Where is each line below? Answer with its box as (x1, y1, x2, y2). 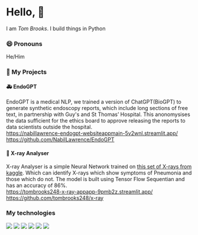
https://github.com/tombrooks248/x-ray (6, 194, 104, 201)
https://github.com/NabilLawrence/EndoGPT (6, 136, 115, 143)
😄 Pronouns (6, 40, 43, 48)
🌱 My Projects (6, 68, 47, 76)
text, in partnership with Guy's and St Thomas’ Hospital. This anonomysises (6, 111, 190, 118)
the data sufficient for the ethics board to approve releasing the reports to (6, 117, 186, 124)
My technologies (6, 209, 56, 217)
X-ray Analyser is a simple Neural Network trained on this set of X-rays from (6, 163, 192, 170)
